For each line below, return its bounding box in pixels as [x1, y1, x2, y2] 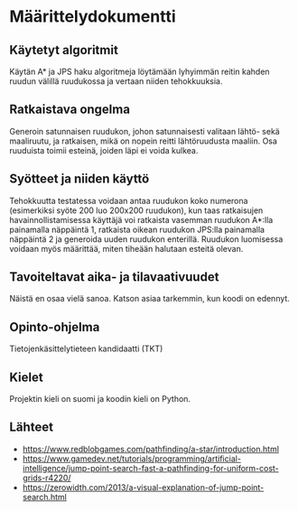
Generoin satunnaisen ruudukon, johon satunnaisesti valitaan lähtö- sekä [9, 125, 280, 136]
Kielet [9, 369, 43, 385]
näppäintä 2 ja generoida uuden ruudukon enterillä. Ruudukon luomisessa [9, 233, 284, 245]
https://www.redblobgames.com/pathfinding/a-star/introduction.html [22, 443, 280, 454]
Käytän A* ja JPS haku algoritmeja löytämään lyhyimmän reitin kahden [9, 66, 270, 77]
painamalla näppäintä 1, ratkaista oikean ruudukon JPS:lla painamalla [9, 224, 265, 235]
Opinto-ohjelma [9, 319, 100, 335]
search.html [22, 491, 68, 502]
